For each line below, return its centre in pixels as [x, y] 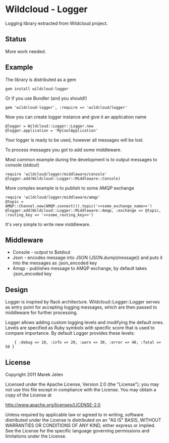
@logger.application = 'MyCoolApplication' [52, 130]
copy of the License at [29, 395]
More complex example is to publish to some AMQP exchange [70, 188]
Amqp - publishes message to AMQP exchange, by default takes [80, 269]
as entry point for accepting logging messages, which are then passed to [81, 307]
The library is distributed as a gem [41, 79]
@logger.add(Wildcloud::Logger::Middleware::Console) [63, 179]
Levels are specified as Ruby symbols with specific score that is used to [80, 328]
